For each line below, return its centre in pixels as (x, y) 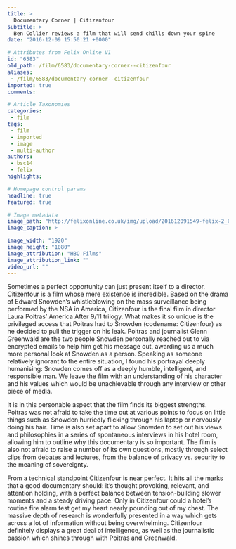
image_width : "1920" (38, 241)
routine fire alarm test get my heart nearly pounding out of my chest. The (113, 508)
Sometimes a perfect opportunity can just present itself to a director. (106, 287)
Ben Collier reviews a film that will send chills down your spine (114, 33)
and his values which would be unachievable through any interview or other (117, 384)
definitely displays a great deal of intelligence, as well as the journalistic (111, 531)
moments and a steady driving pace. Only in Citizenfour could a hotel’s (110, 500)
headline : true (29, 195)
